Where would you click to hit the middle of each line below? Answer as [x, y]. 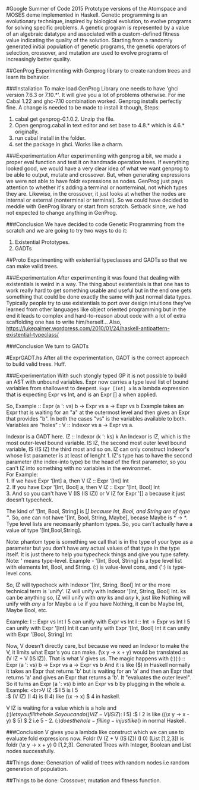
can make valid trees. [32, 266]
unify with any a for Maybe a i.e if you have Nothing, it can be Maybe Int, [95, 604]
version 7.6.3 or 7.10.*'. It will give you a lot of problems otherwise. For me [96, 95]
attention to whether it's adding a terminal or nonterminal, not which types [97, 187]
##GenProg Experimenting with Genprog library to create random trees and [99, 70]
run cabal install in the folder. [50, 138]
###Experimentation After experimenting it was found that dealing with [93, 278]
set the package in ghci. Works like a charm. [69, 144]
